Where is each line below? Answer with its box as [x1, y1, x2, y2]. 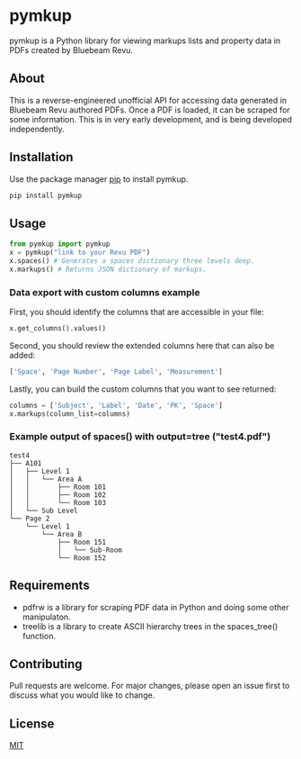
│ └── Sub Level [9, 506, 78, 515]
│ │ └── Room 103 [9, 498, 106, 507]
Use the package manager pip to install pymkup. [9, 173, 189, 185]
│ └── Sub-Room [57, 546, 123, 555]
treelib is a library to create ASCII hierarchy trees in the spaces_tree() [22, 620, 279, 631]
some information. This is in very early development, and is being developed [9, 113, 292, 124]
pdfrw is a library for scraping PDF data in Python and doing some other [22, 601, 289, 612]
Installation [9, 149, 74, 165]
